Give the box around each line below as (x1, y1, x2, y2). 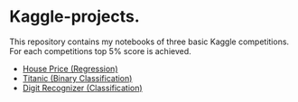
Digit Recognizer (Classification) (22, 82, 143, 93)
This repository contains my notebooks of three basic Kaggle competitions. (9, 36, 290, 47)
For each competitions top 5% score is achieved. (9, 45, 191, 56)
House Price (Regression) (22, 63, 119, 74)
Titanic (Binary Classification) (22, 72, 133, 83)
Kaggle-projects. (9, 6, 140, 27)
